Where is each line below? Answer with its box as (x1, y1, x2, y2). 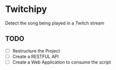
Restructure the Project (12, 47, 60, 53)
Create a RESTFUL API (12, 53, 59, 59)
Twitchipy (5, 3, 47, 15)
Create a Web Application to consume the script (12, 59, 111, 65)
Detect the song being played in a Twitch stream (5, 20, 105, 26)
